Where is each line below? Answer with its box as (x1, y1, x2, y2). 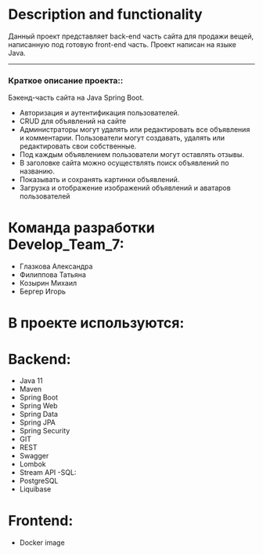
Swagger (19, 451, 49, 461)
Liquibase (19, 484, 52, 494)
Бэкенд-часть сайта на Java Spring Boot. (8, 93, 145, 103)
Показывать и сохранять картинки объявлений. (19, 175, 180, 184)
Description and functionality (8, 5, 203, 24)
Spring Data (19, 410, 59, 419)
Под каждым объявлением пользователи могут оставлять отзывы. (19, 150, 245, 159)
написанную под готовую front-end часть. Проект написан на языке (8, 39, 236, 49)
